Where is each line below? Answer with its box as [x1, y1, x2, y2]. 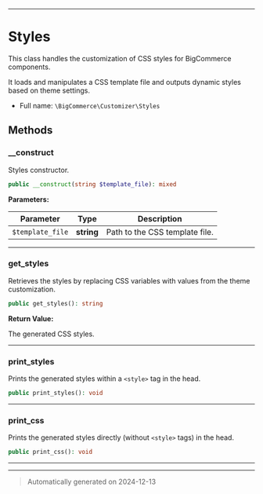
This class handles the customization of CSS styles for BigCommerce [8, 53, 232, 63]
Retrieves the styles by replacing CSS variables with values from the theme [8, 276, 250, 285]
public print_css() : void [8, 448, 92, 456]
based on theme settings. [8, 86, 91, 95]
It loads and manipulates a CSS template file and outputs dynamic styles [8, 77, 241, 86]
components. [8, 62, 51, 71]
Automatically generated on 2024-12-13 [27, 477, 157, 487]
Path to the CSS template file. [106, 226, 214, 237]
